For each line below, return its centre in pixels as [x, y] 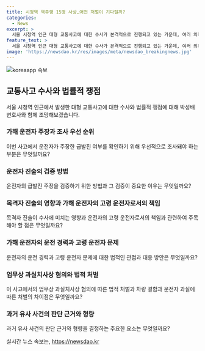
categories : [21, 18]
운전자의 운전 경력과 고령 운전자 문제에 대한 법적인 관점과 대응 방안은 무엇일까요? [102, 257]
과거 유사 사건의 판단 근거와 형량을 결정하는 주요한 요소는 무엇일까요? [88, 328]
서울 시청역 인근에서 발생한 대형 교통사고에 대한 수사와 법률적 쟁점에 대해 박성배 [101, 107]
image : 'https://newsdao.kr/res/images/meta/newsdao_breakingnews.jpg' [99, 52]
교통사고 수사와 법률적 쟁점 [53, 91]
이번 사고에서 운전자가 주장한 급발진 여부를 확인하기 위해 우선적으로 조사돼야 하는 [103, 146]
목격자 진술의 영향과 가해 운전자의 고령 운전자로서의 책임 [83, 204]
